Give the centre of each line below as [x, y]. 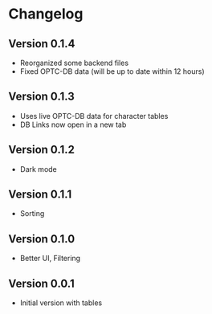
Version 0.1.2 [41, 150]
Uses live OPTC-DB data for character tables [94, 116]
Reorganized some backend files [74, 63]
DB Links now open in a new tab [73, 124]
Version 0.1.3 [41, 97]
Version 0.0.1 [41, 283]
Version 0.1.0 [42, 239]
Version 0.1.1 [40, 195]
